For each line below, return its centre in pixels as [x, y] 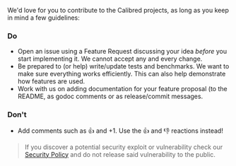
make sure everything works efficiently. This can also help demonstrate [122, 74]
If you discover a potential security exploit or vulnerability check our [124, 147]
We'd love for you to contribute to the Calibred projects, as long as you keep [118, 10]
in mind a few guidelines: [43, 18]
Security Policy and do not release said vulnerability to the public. [120, 154]
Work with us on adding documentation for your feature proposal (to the [122, 89]
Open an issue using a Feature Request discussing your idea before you [122, 52]
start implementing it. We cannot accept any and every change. [110, 59]
